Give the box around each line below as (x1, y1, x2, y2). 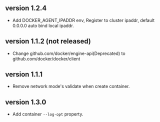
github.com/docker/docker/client (12, 55, 80, 61)
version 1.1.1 (5, 70, 43, 79)
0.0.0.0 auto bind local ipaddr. (12, 22, 74, 28)
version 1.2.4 (5, 4, 47, 12)
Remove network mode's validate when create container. (12, 83, 130, 89)
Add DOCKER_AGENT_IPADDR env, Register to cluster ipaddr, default (12, 17, 155, 23)
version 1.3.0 (5, 97, 46, 106)
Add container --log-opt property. (12, 111, 83, 117)
